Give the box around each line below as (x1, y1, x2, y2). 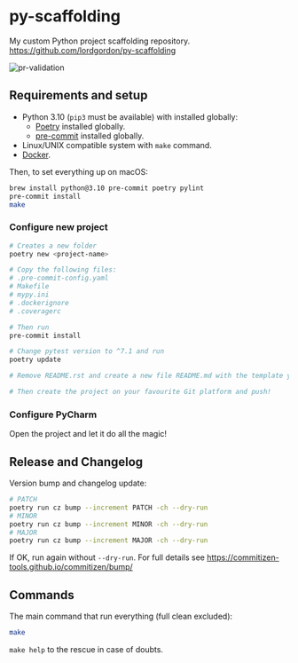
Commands (9, 588, 75, 603)
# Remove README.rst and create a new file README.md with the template (9, 371, 284, 381)
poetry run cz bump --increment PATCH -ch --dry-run (9, 503, 208, 512)
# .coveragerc (9, 306, 62, 316)
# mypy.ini (9, 290, 50, 299)
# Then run (9, 322, 50, 332)
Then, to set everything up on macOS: (9, 166, 149, 177)
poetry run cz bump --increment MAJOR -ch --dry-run (9, 536, 208, 545)
